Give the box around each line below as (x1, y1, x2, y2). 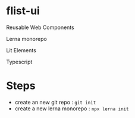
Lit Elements (6, 46, 37, 54)
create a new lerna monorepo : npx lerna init (14, 105, 129, 112)
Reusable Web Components (6, 24, 74, 31)
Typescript (6, 58, 33, 65)
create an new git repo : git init (14, 98, 96, 106)
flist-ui (6, 4, 40, 18)
